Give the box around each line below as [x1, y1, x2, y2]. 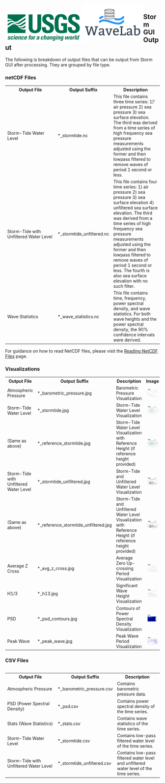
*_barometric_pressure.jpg [37, 390, 92, 396]
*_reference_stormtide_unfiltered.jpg [37, 522, 112, 528]
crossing [116, 566, 134, 572]
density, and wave [113, 306, 151, 312]
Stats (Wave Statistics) [7, 721, 53, 726]
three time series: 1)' [113, 98, 156, 104]
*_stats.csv [57, 721, 81, 726]
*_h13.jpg [37, 590, 58, 596]
